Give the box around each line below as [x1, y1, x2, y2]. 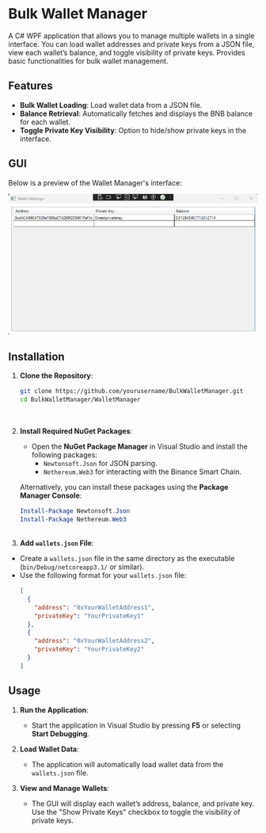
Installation [8, 350, 65, 363]
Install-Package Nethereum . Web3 [19, 516, 127, 524]
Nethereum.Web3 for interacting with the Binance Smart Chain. [43, 467, 241, 476]
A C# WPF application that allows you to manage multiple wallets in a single [8, 31, 255, 40]
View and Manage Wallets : [19, 783, 109, 793]
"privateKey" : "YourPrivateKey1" [34, 612, 145, 620]
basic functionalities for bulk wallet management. [8, 56, 169, 66]
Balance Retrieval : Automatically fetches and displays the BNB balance [19, 109, 253, 118]
